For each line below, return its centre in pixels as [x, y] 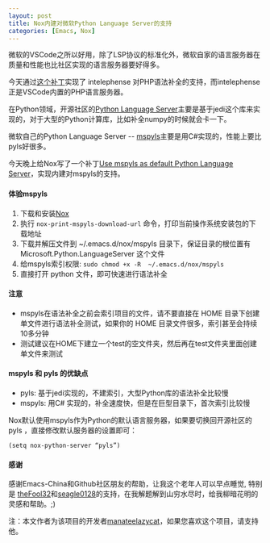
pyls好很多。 [29, 147]
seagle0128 [77, 494]
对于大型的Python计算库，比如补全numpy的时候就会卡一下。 [130, 119]
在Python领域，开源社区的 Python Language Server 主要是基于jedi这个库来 [131, 109]
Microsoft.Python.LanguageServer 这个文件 [92, 253]
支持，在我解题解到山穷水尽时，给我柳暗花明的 [181, 494]
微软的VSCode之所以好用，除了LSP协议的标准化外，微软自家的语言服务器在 [134, 55]
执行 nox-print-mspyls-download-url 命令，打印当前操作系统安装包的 [135, 223]
